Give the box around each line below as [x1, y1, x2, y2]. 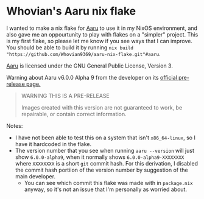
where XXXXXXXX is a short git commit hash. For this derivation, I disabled [15, 159, 198, 167]
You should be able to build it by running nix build [6, 44, 134, 51]
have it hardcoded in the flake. [15, 140, 92, 147]
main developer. [15, 172, 56, 180]
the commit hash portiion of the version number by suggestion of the [15, 166, 188, 173]
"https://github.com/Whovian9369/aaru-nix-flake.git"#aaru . [6, 50, 161, 57]
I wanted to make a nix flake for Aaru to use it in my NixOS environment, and [6, 24, 198, 32]
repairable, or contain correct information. [21, 110, 127, 117]
